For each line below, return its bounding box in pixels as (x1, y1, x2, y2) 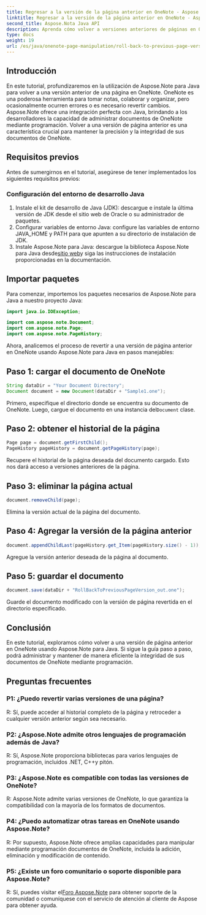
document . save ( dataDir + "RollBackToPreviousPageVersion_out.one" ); (6, 587, 185, 593)
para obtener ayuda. (6, 902, 58, 909)
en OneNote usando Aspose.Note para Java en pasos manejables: (6, 349, 175, 356)
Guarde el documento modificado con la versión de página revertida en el (6, 598, 193, 606)
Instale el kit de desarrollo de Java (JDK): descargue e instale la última (15, 203, 194, 211)
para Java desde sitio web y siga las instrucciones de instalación (15, 249, 177, 257)
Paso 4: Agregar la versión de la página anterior (6, 526, 192, 536)
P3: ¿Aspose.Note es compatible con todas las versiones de (6, 773, 189, 782)
